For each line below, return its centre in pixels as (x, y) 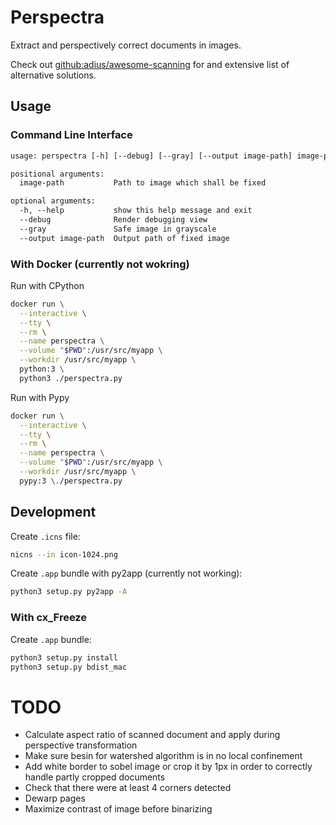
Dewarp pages (55, 798)
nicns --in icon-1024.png (64, 554)
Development (53, 512)
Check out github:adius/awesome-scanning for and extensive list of (150, 64)
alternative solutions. (53, 75)
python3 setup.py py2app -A (69, 592)
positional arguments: (57, 174)
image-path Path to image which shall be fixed (143, 183)
